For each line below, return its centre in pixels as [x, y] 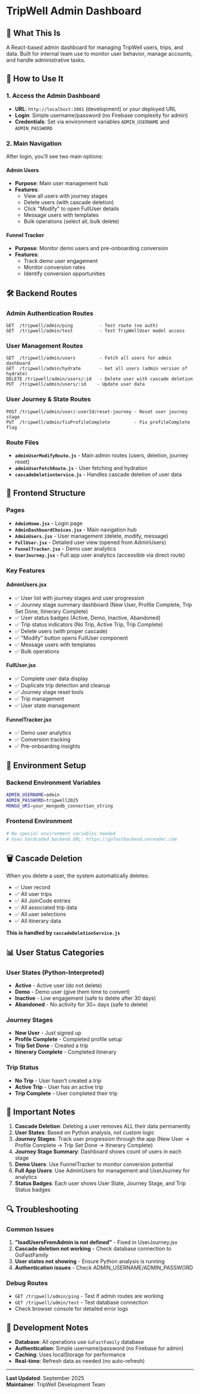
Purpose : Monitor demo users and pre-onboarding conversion [91, 248]
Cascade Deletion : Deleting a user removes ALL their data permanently [102, 1126]
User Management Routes [45, 346]
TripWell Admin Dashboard [74, 11]
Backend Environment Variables [54, 782]
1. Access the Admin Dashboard [53, 96]
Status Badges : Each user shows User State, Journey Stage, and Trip [100, 1183]
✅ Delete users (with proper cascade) [61, 631]
